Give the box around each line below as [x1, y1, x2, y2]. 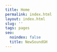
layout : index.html [5, 16, 46, 21]
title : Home [5, 7, 30, 12]
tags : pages [5, 26, 30, 31]
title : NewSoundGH [9, 40, 48, 45]
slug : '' [5, 21, 23, 26]
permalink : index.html [5, 12, 52, 17]
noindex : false [9, 35, 41, 40]
